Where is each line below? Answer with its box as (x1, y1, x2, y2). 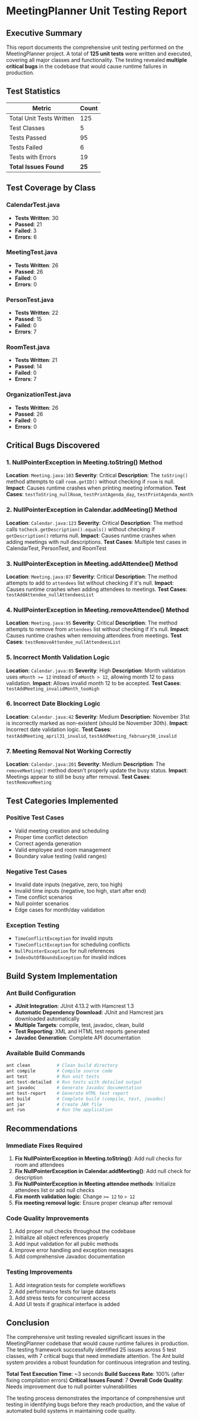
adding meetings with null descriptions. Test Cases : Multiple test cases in (6, 538, 187, 545)
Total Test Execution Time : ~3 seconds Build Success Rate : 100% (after (6, 1370, 185, 1378)
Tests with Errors (9, 153, 56, 161)
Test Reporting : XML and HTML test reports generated (14, 1028, 150, 1035)
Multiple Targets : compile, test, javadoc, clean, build (14, 1022, 144, 1029)
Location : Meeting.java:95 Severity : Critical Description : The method (6, 619, 178, 627)
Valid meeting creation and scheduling (14, 827, 109, 834)
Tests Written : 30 (14, 214, 59, 221)
